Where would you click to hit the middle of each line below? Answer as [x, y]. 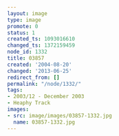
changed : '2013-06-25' [40, 71]
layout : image [28, 13]
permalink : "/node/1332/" [44, 84]
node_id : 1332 [28, 52]
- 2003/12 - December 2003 [46, 97]
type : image [24, 20]
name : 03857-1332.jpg [44, 122]
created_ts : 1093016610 [41, 39]
